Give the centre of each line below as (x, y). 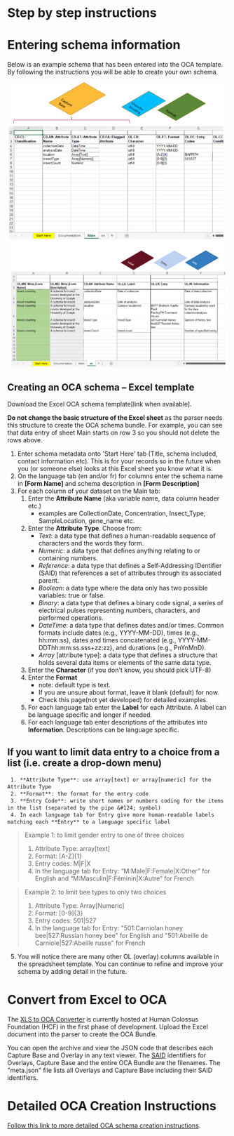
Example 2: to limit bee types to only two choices (95, 892)
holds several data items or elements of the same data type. (125, 663)
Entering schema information (94, 45)
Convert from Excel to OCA (87, 1000)
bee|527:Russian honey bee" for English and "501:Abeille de (122, 936)
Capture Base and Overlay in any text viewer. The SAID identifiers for (107, 1055)
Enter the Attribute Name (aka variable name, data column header (124, 498)
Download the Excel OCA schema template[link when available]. (99, 404)
